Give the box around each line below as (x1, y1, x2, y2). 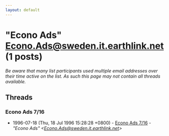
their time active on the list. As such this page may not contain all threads (5, 73, 161, 79)
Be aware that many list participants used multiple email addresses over (5, 67, 158, 74)
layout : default (5, 7, 40, 13)
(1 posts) (5, 51, 43, 62)
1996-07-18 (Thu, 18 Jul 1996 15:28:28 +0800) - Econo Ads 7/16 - (12, 120, 152, 126)
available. (5, 78, 27, 84)
